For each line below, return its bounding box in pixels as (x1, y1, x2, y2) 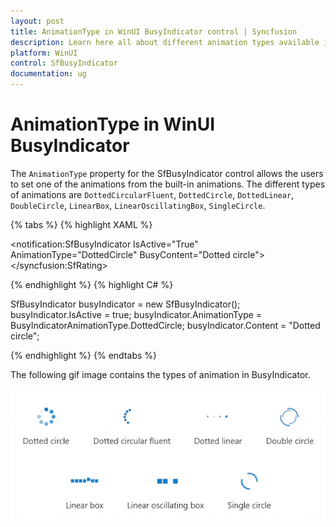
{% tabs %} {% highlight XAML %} (10, 218, 153, 230)
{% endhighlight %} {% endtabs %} (10, 349, 157, 361)
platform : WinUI (10, 48, 78, 58)
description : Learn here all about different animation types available (10, 37, 320, 47)
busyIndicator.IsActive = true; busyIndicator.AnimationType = (10, 308, 263, 320)
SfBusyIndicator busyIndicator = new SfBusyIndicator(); (10, 298, 241, 310)
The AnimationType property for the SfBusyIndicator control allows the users (10, 167, 324, 179)
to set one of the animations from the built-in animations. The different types (10, 178, 326, 190)
